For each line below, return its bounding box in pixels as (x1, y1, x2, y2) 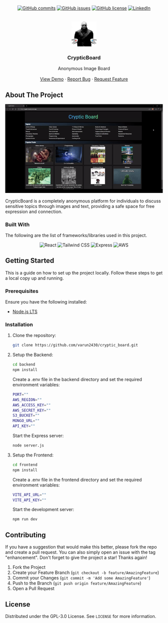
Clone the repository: (12, 332, 56, 338)
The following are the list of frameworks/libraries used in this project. (5, 232, 147, 238)
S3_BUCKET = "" (12, 413, 40, 418)
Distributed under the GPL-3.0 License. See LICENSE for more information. (5, 613, 156, 619)
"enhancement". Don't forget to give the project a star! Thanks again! (5, 554, 147, 560)
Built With (5, 221, 30, 228)
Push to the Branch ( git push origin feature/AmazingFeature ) (12, 580, 141, 586)
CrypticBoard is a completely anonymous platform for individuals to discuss (5, 197, 161, 204)
